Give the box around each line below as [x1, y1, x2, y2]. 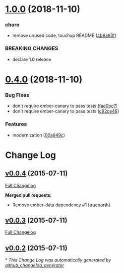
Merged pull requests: [5, 192, 52, 198]
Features [5, 121, 27, 128]
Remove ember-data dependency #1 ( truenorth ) [12, 202, 111, 208]
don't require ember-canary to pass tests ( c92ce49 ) [12, 108, 120, 114]
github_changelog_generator [5, 263, 64, 269]
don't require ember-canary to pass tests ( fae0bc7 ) [12, 103, 118, 109]
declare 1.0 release [12, 56, 51, 62]
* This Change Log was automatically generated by [5, 257, 111, 263]
